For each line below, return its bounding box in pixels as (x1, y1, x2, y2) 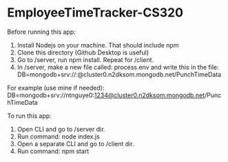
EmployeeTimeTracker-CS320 (7, 5, 184, 21)
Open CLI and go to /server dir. (17, 125, 105, 133)
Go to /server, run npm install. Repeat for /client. (17, 55, 154, 63)
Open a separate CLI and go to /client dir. (17, 139, 134, 148)
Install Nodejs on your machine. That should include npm (17, 41, 179, 49)
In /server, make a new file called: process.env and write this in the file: (17, 63, 219, 71)
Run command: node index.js (17, 132, 100, 141)
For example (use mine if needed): (7, 83, 105, 92)
